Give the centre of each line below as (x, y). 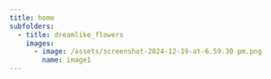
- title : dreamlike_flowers (71, 35)
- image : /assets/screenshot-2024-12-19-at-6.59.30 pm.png (147, 52)
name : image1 (67, 60)
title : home (32, 18)
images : (40, 43)
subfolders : (32, 26)
